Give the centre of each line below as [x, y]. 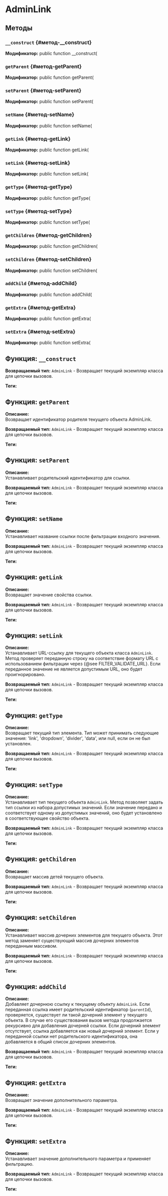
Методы [19, 28]
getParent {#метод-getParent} [44, 66]
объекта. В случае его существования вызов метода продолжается [79, 1021]
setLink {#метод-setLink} [38, 163]
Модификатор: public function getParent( [50, 77]
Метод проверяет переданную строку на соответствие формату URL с [82, 658]
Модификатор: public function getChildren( [51, 246]
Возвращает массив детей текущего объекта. [55, 876]
